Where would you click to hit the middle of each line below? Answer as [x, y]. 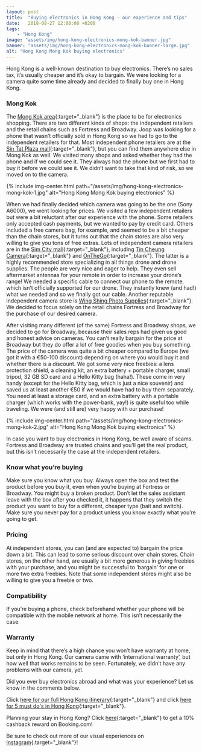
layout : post [23, 12]
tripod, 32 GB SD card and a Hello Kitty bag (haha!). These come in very [96, 377]
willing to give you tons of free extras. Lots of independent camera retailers [100, 243]
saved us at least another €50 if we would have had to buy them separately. [100, 390]
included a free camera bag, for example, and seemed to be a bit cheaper [98, 230]
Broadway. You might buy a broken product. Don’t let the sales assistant [96, 493]
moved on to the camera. [37, 175]
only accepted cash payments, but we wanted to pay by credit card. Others [100, 224]
